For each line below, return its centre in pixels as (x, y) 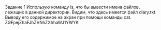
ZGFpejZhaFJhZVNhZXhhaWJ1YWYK (42, 22)
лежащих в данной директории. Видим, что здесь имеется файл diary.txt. (81, 12)
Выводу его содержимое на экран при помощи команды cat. (68, 17)
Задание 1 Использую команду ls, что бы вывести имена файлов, (73, 7)
